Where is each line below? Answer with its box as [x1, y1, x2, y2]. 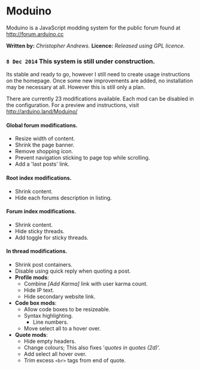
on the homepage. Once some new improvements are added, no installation [6, 77, 193, 85]
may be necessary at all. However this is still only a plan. [6, 83, 146, 91]
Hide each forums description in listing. [14, 194, 112, 201]
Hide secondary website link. [23, 293, 96, 300]
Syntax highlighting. [23, 312, 73, 320]
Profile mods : [14, 274, 49, 281]
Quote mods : [14, 332, 48, 339]
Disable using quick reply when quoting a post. [14, 267, 131, 274]
